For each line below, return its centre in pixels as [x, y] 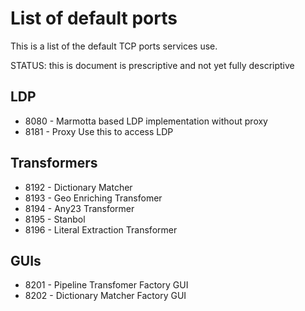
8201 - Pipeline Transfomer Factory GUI [106, 285]
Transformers [54, 163]
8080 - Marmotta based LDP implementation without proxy [146, 121]
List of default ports [94, 18]
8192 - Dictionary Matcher [78, 187]
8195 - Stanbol [55, 219]
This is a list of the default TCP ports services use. [114, 46]
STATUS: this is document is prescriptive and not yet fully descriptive [152, 65]
